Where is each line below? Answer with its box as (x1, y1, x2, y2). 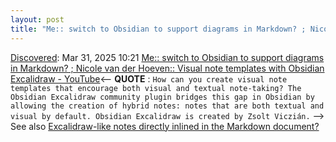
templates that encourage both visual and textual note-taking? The (10, 83, 302, 93)
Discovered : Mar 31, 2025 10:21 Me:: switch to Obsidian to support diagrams (10, 51, 325, 63)
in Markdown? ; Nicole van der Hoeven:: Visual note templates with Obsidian (10, 62, 325, 74)
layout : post (10, 14, 65, 25)
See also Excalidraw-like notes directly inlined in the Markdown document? (10, 120, 320, 132)
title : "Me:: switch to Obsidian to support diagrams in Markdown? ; (10, 24, 307, 34)
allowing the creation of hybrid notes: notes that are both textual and (10, 101, 325, 111)
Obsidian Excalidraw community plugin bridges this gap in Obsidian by (10, 92, 315, 102)
